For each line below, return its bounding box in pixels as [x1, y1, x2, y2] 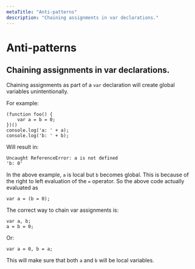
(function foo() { [6, 111, 53, 117]
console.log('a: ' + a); [6, 127, 69, 133]
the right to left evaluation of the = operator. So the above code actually [6, 177, 185, 184]
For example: [6, 99, 39, 107]
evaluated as [6, 184, 38, 191]
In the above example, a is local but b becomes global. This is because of [6, 171, 190, 178]
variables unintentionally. [6, 88, 69, 95]
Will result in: [6, 143, 39, 150]
